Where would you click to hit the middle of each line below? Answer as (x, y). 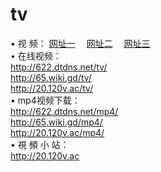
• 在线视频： (36, 55)
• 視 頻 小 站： (40, 144)
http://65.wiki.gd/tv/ (51, 77)
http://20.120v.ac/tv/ (52, 88)
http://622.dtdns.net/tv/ (59, 67)
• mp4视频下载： (45, 100)
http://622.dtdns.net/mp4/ (64, 111)
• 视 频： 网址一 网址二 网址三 (80, 43)
